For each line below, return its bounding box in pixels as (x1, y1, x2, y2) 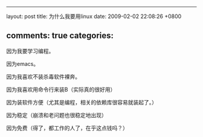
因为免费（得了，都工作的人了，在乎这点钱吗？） (6, 124, 128, 132)
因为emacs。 (6, 60, 39, 67)
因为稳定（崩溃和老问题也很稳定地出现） (6, 111, 107, 118)
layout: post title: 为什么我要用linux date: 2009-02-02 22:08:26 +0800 (6, 13, 182, 20)
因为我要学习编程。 (6, 47, 54, 54)
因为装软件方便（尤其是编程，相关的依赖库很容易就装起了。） (6, 98, 157, 106)
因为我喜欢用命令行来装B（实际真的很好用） (6, 86, 116, 93)
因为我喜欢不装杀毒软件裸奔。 (6, 73, 80, 80)
